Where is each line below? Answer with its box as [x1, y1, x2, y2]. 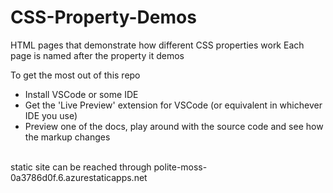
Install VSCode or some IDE [24, 88, 139, 100]
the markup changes [24, 131, 111, 143]
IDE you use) [24, 109, 78, 121]
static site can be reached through [10, 161, 152, 173]
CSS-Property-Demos [10, 6, 197, 29]
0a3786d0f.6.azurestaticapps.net [10, 171, 148, 183]
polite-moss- [153, 161, 208, 173]
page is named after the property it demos [10, 49, 185, 61]
